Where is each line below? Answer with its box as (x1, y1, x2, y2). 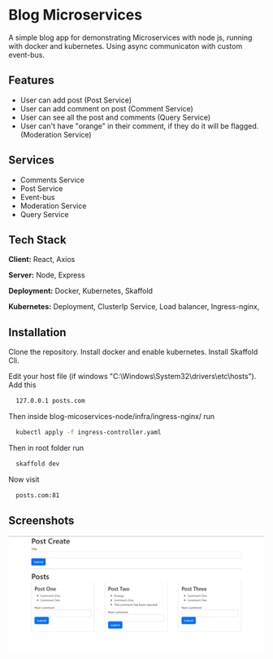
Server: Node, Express (8, 270, 85, 280)
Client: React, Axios (8, 255, 76, 264)
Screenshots (8, 514, 75, 528)
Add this (8, 380, 37, 390)
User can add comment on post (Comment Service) (19, 103, 193, 113)
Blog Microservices (8, 6, 143, 24)
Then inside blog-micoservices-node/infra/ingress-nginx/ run (8, 412, 215, 421)
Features (8, 73, 54, 87)
